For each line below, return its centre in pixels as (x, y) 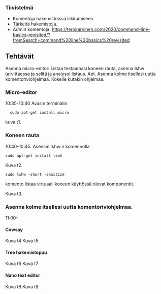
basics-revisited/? (31, 35)
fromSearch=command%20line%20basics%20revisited (71, 40)
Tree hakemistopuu (26, 252)
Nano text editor (23, 275)
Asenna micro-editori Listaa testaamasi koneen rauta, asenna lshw (75, 69)
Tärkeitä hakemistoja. (35, 24)
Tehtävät (20, 56)
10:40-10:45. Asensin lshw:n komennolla (47, 146)
